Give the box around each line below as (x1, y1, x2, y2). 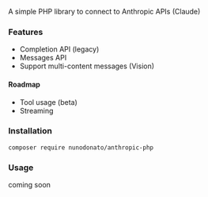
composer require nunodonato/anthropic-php (8, 143, 154, 152)
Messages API (19, 53, 67, 63)
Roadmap (8, 79, 41, 89)
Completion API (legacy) (19, 44, 100, 54)
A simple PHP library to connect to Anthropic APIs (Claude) (8, 7, 201, 16)
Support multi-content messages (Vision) (19, 61, 155, 71)
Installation (8, 126, 53, 137)
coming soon (8, 180, 51, 190)
